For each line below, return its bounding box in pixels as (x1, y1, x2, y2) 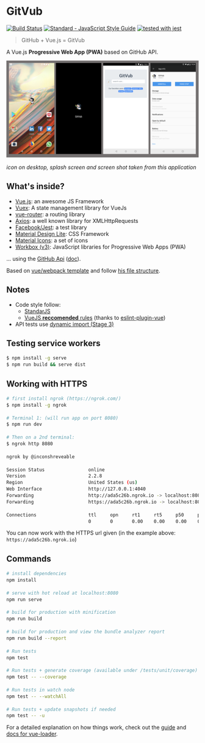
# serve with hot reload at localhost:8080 (6, 590, 119, 596)
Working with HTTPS (6, 379, 88, 389)
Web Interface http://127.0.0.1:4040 (6, 486, 146, 492)
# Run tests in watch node (6, 687, 75, 693)
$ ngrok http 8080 (6, 441, 53, 447)
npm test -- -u (6, 712, 45, 719)
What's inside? (6, 181, 65, 192)
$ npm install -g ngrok (6, 402, 67, 408)
